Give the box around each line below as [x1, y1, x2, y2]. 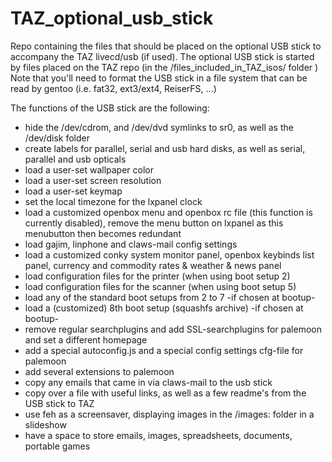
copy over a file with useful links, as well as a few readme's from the [24, 387, 307, 399]
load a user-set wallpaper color [24, 163, 155, 176]
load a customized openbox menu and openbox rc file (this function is [24, 206, 313, 218]
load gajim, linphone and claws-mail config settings [24, 238, 238, 250]
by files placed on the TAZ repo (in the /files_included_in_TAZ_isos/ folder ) [10, 61, 319, 73]
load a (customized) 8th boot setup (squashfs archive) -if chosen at [24, 302, 304, 314]
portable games [24, 440, 91, 452]
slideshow [24, 418, 67, 431]
